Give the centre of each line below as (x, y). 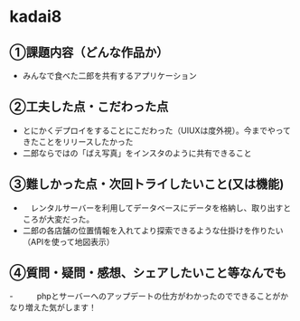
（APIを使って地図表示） (68, 241)
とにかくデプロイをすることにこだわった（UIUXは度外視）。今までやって (156, 130)
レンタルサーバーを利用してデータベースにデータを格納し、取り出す (157, 208)
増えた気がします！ (61, 307)
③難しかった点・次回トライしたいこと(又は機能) (147, 184)
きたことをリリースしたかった (78, 141)
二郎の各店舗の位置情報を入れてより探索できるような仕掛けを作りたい (153, 230)
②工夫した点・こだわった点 (89, 107)
